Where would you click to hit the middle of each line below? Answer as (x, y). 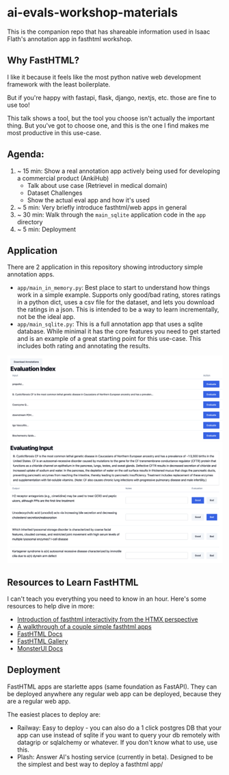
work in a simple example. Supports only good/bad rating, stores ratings (119, 295)
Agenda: (26, 155)
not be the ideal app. (46, 317)
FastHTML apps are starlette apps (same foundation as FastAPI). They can (112, 687)
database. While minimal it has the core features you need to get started (119, 331)
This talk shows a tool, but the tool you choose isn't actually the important (111, 118)
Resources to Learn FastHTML (73, 582)
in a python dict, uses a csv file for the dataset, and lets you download (116, 302)
